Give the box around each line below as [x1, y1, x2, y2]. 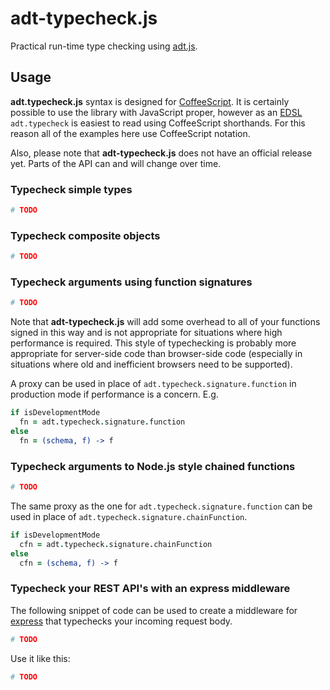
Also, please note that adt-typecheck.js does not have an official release [10, 147, 313, 159]
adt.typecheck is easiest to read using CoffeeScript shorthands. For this [10, 117, 306, 129]
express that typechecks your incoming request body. [10, 615, 233, 627]
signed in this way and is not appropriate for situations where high [10, 327, 283, 339]
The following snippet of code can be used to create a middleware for [10, 604, 298, 616]
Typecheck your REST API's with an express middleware [10, 582, 291, 596]
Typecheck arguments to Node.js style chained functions [10, 459, 296, 473]
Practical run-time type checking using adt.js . [10, 40, 198, 52]
